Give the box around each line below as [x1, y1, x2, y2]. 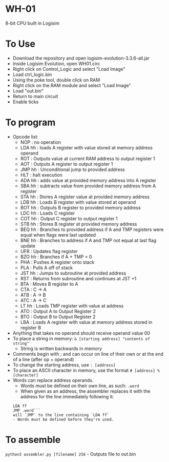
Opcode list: [12, 133, 38, 140]
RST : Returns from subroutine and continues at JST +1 [20, 275, 137, 281]
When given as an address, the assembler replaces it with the [20, 388, 151, 394]
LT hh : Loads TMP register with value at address [20, 302, 124, 309]
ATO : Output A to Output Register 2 [20, 308, 96, 314]
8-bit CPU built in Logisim [5, 20, 60, 26]
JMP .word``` [12, 408, 41, 413]
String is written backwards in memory [20, 345, 102, 352]
